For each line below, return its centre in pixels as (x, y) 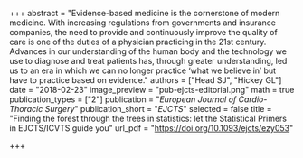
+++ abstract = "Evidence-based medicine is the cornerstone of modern (145, 13)
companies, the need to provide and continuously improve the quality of (143, 32)
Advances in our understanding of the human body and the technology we (148, 51)
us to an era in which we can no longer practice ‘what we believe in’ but (143, 70)
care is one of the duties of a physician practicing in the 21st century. (138, 42)
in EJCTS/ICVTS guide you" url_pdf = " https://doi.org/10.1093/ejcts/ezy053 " (151, 128)
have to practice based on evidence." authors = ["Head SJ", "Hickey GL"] (146, 80)
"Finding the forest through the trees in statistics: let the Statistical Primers (148, 118)
